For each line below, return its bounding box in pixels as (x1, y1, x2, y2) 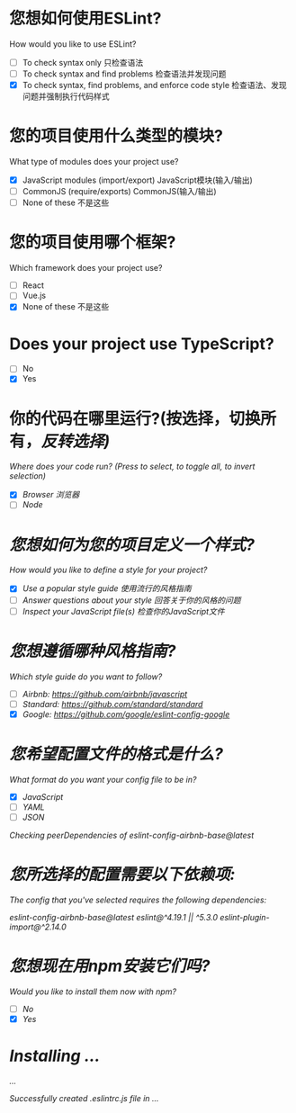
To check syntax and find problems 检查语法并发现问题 (22, 68, 227, 79)
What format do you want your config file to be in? (9, 774, 197, 785)
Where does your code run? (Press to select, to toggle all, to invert (9, 461, 256, 472)
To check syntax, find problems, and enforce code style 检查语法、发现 (22, 80, 287, 91)
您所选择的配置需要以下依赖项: (9, 865, 236, 884)
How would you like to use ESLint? (9, 38, 137, 49)
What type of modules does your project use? (9, 157, 179, 167)
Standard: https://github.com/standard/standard (22, 698, 203, 709)
